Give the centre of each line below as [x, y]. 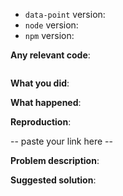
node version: [51, 25]
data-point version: [65, 14]
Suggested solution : [53, 180]
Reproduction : [41, 122]
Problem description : [55, 160]
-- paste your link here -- [61, 141]
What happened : [46, 102]
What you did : [40, 83]
